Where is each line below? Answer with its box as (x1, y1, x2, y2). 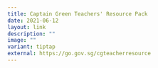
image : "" (7, 37, 37, 44)
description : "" (7, 30, 56, 38)
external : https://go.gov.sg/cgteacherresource (7, 50, 152, 57)
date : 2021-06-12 (7, 17, 59, 24)
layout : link (7, 23, 46, 30)
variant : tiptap (7, 43, 56, 50)
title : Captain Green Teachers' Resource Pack (7, 10, 148, 18)
